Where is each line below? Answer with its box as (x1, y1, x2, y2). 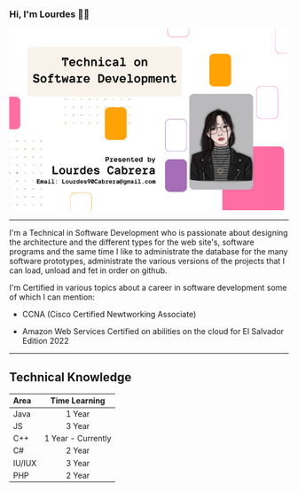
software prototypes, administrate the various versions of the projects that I (9, 256, 286, 267)
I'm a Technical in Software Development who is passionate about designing (9, 228, 288, 238)
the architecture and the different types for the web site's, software (9, 237, 255, 247)
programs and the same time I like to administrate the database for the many (9, 246, 288, 257)
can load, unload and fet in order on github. (9, 265, 168, 276)
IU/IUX (12, 457, 37, 468)
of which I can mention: (9, 292, 96, 302)
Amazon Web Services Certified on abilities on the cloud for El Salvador (21, 326, 285, 337)
